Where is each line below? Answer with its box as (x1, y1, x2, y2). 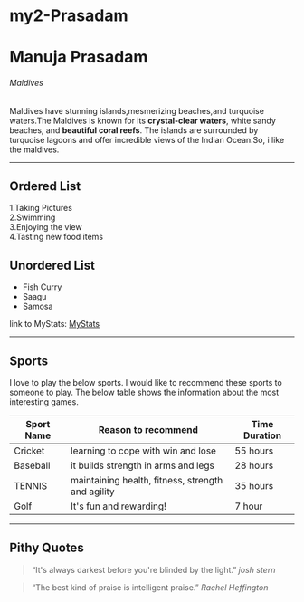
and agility (71, 485, 115, 498)
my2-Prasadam (9, 5, 128, 26)
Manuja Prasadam (9, 47, 148, 68)
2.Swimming (9, 212, 56, 223)
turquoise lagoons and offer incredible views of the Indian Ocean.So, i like (9, 134, 285, 145)
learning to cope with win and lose (71, 444, 217, 457)
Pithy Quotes (9, 540, 84, 556)
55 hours (234, 444, 274, 457)
